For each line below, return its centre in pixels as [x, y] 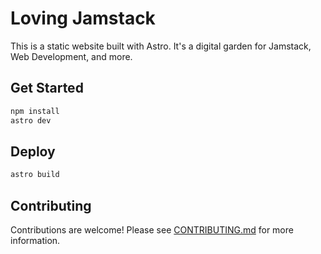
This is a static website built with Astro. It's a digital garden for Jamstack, [161, 46]
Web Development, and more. [71, 56]
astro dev [31, 120]
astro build [35, 175]
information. [35, 240]
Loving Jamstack [83, 18]
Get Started [47, 88]
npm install [35, 111]
